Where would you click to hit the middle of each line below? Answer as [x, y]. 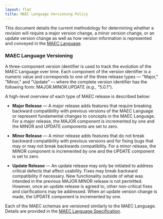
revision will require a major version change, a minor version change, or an [80, 33]
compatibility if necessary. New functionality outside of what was [78, 176]
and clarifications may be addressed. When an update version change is [84, 191]
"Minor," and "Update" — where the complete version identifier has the [76, 82]
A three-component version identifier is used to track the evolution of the [78, 66]
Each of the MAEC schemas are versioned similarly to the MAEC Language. [81, 206]
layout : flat [18, 9]
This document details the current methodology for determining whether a [80, 28]
